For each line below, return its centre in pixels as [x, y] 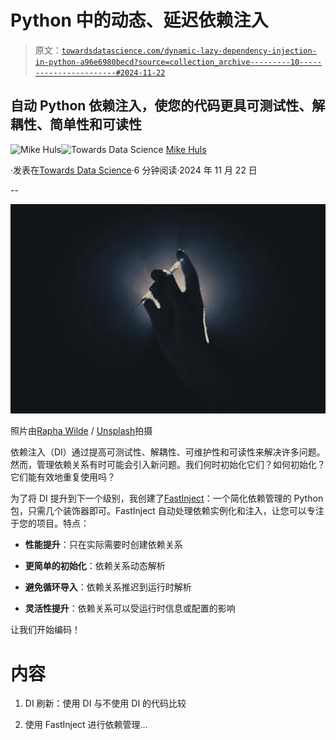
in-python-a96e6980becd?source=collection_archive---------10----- [178, 62]
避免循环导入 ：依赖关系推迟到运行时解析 [108, 587]
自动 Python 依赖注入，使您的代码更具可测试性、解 [168, 106]
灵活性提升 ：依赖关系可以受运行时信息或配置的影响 [130, 608]
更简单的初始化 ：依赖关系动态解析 [95, 566]
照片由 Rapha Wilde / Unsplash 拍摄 [81, 431]
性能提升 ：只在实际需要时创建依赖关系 [103, 545]
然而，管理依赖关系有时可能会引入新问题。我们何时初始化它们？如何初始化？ [168, 465]
